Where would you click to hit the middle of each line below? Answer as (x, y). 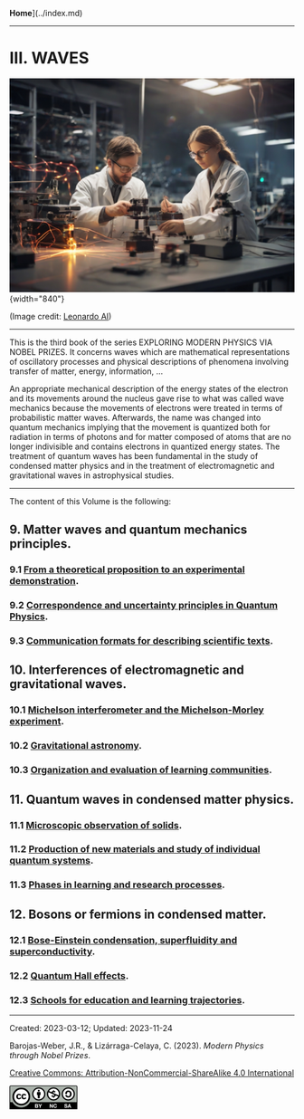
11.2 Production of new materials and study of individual (135, 849)
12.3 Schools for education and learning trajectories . (128, 999)
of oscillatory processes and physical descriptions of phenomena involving (149, 361)
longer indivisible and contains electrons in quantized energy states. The (145, 446)
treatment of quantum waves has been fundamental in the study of (134, 455)
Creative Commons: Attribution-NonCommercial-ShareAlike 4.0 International (152, 1073)
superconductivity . (52, 952)
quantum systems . (52, 861)
